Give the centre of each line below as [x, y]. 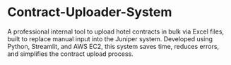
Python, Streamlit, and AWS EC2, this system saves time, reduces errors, [113, 46]
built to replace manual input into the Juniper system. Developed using [110, 38]
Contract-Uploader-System [90, 12]
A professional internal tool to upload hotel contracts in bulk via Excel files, [116, 31]
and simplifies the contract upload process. [71, 54]
